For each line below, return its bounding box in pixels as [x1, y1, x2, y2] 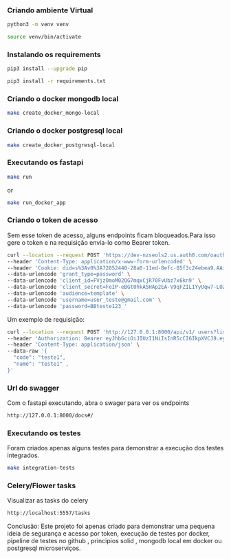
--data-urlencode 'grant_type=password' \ [7, 271, 131, 278]
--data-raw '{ [7, 348, 48, 355]
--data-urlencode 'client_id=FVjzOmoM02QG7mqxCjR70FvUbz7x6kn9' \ [7, 277, 201, 284]
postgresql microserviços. [7, 544, 81, 552]
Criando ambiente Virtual [7, 6, 93, 15]
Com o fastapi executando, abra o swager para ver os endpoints [7, 399, 190, 407]
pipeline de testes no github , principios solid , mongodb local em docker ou [7, 537, 222, 545]
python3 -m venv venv [7, 21, 69, 28]
